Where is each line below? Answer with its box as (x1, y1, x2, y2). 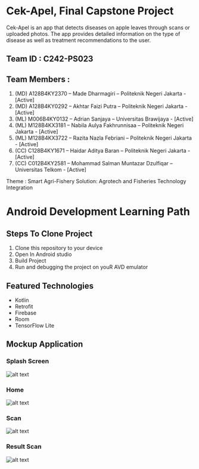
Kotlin (14, 297, 29, 304)
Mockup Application (6, 339, 83, 350)
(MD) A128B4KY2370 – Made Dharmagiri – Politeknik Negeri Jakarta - (14, 90, 186, 97)
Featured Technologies (6, 280, 94, 291)
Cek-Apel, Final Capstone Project (6, 4, 174, 18)
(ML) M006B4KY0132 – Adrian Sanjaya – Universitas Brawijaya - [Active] (14, 115, 194, 123)
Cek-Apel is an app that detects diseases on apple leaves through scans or (6, 24, 191, 31)
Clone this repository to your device (14, 245, 103, 252)
